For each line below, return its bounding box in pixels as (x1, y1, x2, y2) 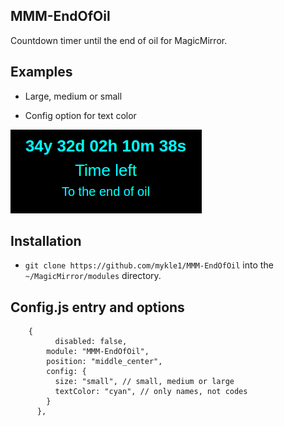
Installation (10, 233, 82, 250)
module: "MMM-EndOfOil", (46, 347, 150, 357)
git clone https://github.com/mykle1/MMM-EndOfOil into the (24, 259, 274, 271)
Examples (10, 64, 73, 81)
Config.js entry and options (10, 299, 185, 316)
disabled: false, (54, 337, 128, 347)
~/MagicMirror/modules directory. (24, 270, 162, 282)
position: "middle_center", (46, 357, 163, 367)
